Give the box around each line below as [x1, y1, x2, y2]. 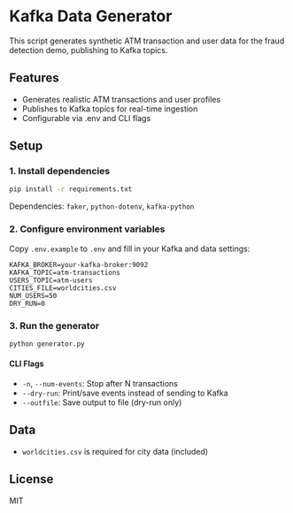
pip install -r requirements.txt [9, 185, 133, 194]
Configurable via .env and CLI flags [21, 112, 151, 123]
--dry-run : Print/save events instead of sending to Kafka [21, 387, 228, 398]
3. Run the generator [9, 319, 100, 332]
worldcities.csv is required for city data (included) [21, 446, 209, 456]
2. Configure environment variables [9, 223, 166, 235]
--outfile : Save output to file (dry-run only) [21, 396, 182, 408]
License [9, 471, 54, 487]
